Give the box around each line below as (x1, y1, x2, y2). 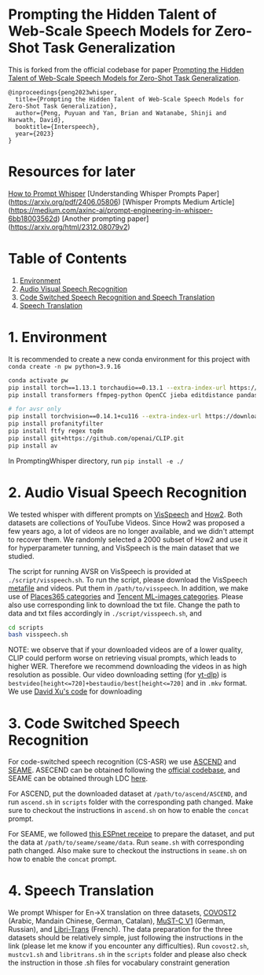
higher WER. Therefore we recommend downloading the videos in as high (8, 662, 247, 671)
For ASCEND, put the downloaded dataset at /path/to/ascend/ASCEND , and (8, 789, 247, 799)
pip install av (8, 442, 58, 450)
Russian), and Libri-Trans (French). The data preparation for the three (8, 925, 233, 934)
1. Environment (8, 329, 108, 346)
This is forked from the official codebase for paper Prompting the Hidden (8, 64, 244, 74)
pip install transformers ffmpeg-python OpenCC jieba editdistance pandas (8, 391, 258, 399)
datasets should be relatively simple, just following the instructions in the (8, 933, 244, 943)
